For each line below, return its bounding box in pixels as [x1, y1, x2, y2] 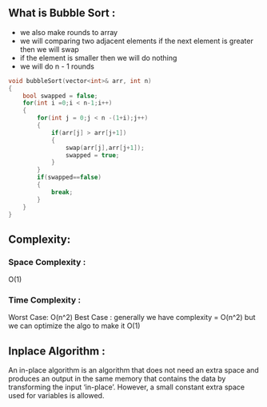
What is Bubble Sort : [8, 6, 116, 20]
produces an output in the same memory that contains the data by [8, 374, 226, 384]
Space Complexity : [8, 256, 86, 267]
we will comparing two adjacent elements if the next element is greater [19, 36, 253, 45]
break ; [50, 188, 74, 196]
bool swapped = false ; [22, 92, 98, 100]
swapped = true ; [65, 151, 120, 159]
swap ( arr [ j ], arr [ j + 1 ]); [65, 144, 145, 152]
